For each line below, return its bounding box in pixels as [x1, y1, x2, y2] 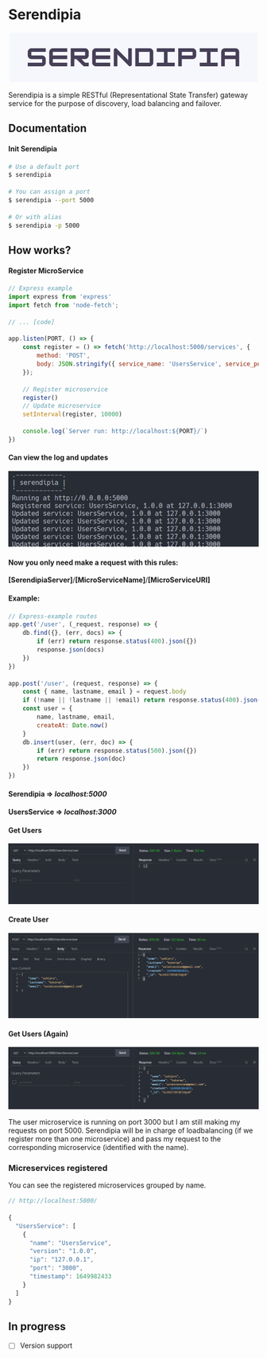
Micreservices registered [8, 1162, 108, 1173]
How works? [8, 243, 72, 256]
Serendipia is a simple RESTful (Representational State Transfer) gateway [8, 90, 249, 100]
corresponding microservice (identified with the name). [8, 1142, 189, 1152]
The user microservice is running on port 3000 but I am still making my [8, 1117, 241, 1126]
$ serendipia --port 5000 [8, 197, 94, 205]
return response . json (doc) [37, 755, 126, 763]
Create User [8, 914, 49, 925]
